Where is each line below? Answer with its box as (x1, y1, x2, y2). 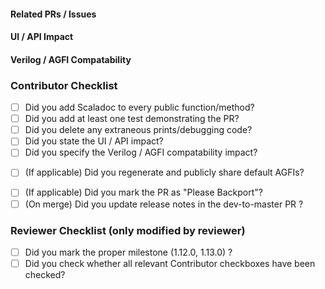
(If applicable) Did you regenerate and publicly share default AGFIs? (24, 166, 305, 179)
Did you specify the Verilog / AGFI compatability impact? (24, 146, 258, 159)
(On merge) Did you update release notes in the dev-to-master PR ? (24, 198, 304, 210)
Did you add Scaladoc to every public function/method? (24, 101, 255, 114)
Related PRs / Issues (10, 8, 97, 20)
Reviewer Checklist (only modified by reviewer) (10, 223, 246, 237)
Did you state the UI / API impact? (24, 135, 164, 147)
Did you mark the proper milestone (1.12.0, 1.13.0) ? (24, 246, 233, 258)
